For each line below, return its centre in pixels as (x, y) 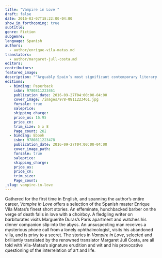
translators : (18, 54)
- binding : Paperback (31, 86)
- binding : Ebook (27, 136)
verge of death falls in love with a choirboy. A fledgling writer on (69, 214)
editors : (14, 63)
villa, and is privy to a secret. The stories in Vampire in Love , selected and (79, 235)
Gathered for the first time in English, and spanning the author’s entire (75, 198)
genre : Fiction (20, 32)
